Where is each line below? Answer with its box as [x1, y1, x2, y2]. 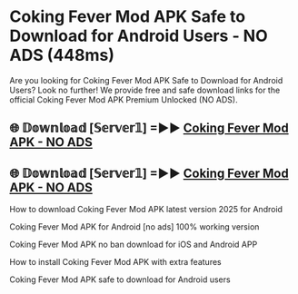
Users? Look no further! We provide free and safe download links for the [9, 84, 281, 95]
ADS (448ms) [9, 45, 115, 65]
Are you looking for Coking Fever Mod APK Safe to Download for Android [9, 74, 283, 85]
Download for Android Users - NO [9, 25, 268, 46]
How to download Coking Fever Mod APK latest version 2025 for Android [9, 204, 283, 215]
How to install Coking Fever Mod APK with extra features [9, 257, 222, 268]
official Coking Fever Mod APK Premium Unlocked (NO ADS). [9, 93, 238, 105]
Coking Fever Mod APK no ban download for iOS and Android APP [9, 239, 258, 250]
